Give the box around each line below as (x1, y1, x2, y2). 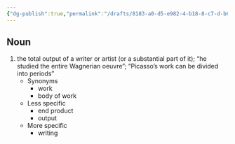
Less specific (27, 99, 66, 108)
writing (37, 129, 58, 137)
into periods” (16, 69, 55, 78)
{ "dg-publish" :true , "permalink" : (6, 10, 105, 17)
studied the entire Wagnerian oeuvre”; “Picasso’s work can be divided (16, 62, 219, 71)
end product (37, 106, 74, 115)
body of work (37, 92, 77, 100)
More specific (27, 122, 67, 130)
